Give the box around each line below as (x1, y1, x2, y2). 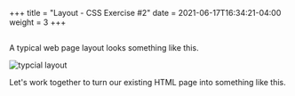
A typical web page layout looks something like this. (9, 43, 199, 53)
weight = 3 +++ (9, 17, 67, 28)
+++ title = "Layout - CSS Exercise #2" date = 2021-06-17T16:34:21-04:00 (9, 8, 282, 18)
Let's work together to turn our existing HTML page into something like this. (9, 77, 286, 88)
